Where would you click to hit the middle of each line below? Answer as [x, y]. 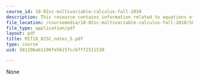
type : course [22, 45]
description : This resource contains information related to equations [96, 17]
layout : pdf [21, 34]
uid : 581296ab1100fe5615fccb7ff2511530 [55, 50]
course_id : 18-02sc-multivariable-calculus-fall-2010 [74, 11]
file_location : [25, 22]
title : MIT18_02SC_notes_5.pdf [45, 39]
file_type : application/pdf [41, 28]
